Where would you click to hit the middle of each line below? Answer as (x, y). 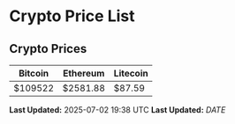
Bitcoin (34, 73)
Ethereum (84, 73)
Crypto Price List (72, 16)
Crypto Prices (48, 49)
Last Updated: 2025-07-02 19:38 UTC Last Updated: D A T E (117, 110)
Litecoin (131, 73)
